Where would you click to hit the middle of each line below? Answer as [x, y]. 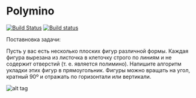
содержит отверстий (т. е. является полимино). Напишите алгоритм [94, 64]
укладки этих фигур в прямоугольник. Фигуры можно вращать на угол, [98, 70]
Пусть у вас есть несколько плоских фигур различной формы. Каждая [97, 51]
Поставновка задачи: [34, 39]
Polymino [30, 11]
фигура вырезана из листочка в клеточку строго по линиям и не [89, 57]
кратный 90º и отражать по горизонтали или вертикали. [79, 76]
